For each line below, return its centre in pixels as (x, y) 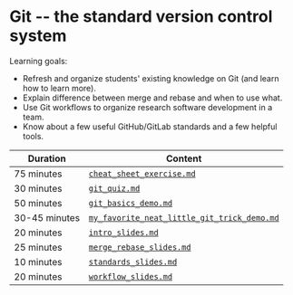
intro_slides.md (123, 232)
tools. (33, 136)
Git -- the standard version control (141, 17)
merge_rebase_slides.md (140, 247)
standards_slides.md (133, 262)
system (38, 36)
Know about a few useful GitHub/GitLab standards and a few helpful (150, 126)
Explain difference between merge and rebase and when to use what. (152, 98)
